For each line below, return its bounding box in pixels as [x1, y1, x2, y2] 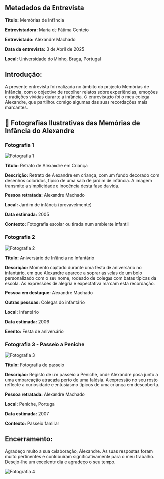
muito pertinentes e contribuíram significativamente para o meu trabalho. [5, 453, 155, 459]
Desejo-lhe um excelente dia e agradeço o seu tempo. [5, 459, 116, 465]
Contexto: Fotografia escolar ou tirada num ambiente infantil [5, 221, 129, 227]
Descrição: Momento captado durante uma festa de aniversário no [5, 264, 142, 270]
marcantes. [5, 104, 28, 110]
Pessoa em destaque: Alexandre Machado [5, 289, 93, 295]
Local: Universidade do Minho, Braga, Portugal [5, 56, 101, 62]
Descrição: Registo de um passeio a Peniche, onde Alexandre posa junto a [5, 371, 158, 377]
